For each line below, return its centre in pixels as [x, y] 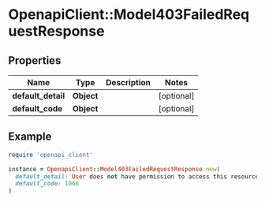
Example [30, 137]
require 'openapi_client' [50, 155]
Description [129, 82]
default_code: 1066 [47, 184]
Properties [35, 60]
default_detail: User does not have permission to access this [121, 176]
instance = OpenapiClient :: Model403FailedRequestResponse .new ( [114, 169]
